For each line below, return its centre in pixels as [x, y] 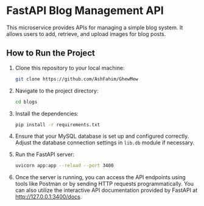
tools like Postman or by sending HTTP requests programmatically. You [104, 184]
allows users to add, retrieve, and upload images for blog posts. [86, 34]
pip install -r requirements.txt [58, 125]
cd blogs [26, 102]
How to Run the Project [51, 53]
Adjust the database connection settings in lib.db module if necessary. [105, 143]
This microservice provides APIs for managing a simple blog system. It [95, 27]
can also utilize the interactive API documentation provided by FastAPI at [106, 190]
